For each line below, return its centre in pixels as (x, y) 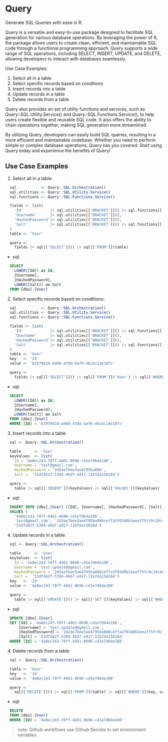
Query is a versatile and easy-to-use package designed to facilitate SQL (79, 32)
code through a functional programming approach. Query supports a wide (81, 48)
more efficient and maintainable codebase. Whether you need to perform (80, 140)
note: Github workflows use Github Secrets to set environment (81, 730)
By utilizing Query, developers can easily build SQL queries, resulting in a (80, 134)
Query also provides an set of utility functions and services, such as (75, 109)
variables (27, 735)
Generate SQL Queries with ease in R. (44, 22)
